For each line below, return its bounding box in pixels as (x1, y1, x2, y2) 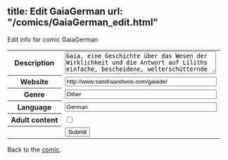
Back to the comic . (7, 145, 62, 154)
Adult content (11, 115, 58, 125)
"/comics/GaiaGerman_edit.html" (7, 17, 158, 29)
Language (17, 102, 51, 112)
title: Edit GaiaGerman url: (7, 6, 123, 18)
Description (14, 58, 55, 68)
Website (20, 77, 49, 87)
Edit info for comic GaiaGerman (7, 35, 99, 44)
